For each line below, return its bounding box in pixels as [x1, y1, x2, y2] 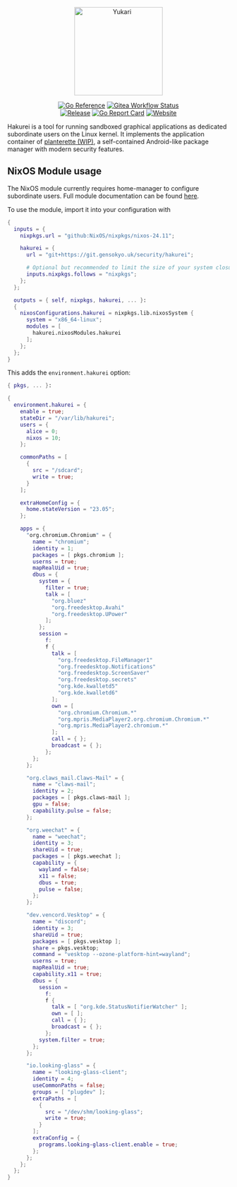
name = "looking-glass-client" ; [32, 1069, 128, 1076]
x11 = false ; [38, 873, 78, 880]
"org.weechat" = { [25, 827, 80, 834]
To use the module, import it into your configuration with [7, 205, 171, 213]
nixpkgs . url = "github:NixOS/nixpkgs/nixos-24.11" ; [20, 232, 175, 240]
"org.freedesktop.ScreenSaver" [57, 670, 150, 677]
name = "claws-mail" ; [32, 781, 97, 788]
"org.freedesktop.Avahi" [51, 604, 125, 611]
